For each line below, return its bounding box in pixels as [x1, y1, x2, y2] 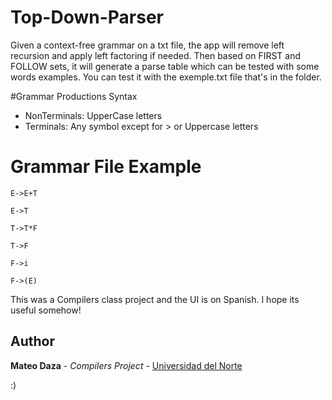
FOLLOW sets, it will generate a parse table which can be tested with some [10, 60, 320, 72]
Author [10, 333, 55, 350]
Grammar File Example [10, 156, 202, 178]
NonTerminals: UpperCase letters [24, 109, 163, 121]
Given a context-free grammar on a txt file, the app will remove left [10, 39, 285, 51]
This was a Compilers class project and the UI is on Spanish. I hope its [10, 293, 300, 305]
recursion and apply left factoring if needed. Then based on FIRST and [10, 49, 302, 61]
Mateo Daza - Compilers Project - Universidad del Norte [10, 359, 243, 371]
